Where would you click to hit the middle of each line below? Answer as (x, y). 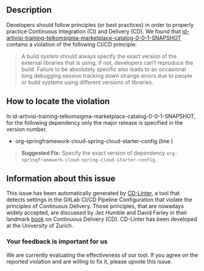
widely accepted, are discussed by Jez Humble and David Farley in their (97, 213)
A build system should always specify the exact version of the (99, 56)
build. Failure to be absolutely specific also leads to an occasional (104, 69)
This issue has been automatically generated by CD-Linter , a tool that (93, 193)
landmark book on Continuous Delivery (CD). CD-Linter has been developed (102, 219)
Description (29, 10)
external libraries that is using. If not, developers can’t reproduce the (107, 62)
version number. (27, 129)
